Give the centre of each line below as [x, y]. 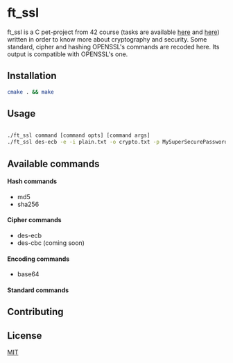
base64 [28, 274]
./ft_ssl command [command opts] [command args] [79, 136]
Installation [32, 76]
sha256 [28, 204]
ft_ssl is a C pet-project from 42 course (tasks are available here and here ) [113, 32]
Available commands [53, 163]
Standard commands [38, 290]
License [25, 336]
